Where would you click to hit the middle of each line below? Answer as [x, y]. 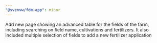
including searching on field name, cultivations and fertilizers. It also [77, 30]
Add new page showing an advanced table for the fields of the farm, [77, 24]
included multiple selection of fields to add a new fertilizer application [78, 35]
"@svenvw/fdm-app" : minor [33, 10]
